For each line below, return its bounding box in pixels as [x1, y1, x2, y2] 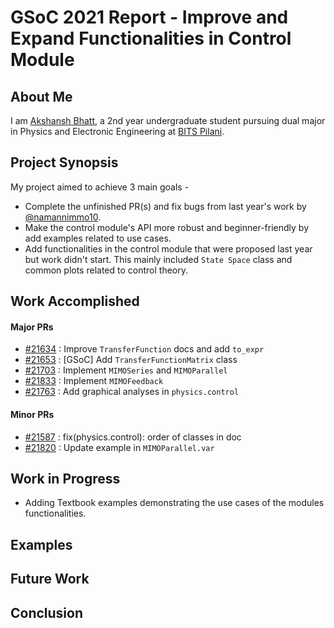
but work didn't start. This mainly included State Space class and [24, 253, 293, 265]
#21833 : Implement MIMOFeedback [24, 375, 164, 387]
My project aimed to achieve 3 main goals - [10, 181, 190, 193]
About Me [10, 88, 73, 105]
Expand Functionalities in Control [10, 27, 292, 50]
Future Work [10, 571, 90, 588]
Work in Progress [10, 471, 121, 487]
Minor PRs [10, 409, 55, 420]
